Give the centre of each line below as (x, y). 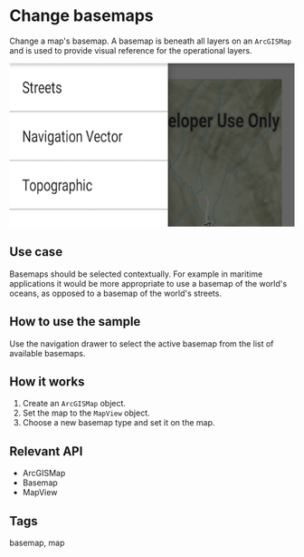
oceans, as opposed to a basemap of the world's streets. (115, 293)
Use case (36, 252)
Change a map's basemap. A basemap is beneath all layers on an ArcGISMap (151, 41)
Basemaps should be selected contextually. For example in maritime (136, 274)
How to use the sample (75, 322)
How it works (47, 381)
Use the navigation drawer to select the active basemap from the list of (142, 343)
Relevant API (46, 451)
